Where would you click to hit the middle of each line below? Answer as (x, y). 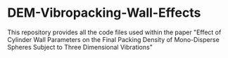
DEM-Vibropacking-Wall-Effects (104, 13)
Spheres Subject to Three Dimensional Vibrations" (80, 47)
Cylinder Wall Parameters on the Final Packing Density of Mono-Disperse (113, 39)
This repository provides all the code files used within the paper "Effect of (114, 32)
